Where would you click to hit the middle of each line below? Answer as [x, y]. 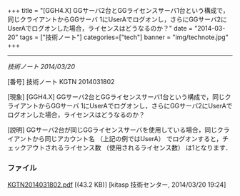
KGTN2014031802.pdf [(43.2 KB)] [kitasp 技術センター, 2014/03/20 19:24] [117, 185]
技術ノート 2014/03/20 [41, 67]
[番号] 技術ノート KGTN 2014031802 [61, 82]
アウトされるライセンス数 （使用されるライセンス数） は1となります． [129, 148]
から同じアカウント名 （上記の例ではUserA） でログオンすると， [127, 139]
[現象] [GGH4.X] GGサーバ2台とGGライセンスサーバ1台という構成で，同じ [116, 97]
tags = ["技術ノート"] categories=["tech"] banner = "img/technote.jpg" [124, 37]
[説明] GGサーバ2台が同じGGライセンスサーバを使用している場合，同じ [112, 130]
